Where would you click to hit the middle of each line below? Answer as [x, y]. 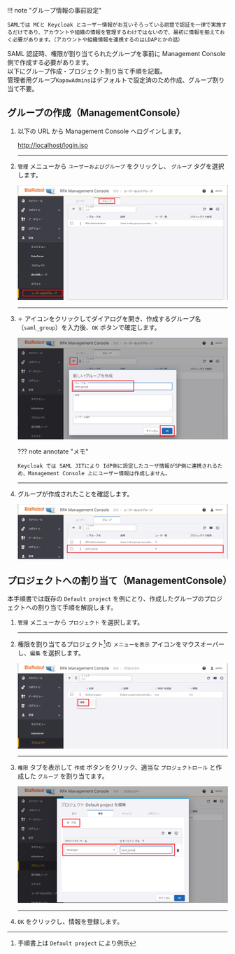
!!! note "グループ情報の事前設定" [55, 10]
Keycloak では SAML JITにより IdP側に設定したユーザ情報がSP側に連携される [117, 466]
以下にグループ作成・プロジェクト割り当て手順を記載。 [87, 71]
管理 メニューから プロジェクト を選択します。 [80, 622]
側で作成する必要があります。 [50, 62]
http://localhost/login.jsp [53, 145]
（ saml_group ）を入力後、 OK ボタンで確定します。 [89, 327]
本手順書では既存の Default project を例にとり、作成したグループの [106, 599]
